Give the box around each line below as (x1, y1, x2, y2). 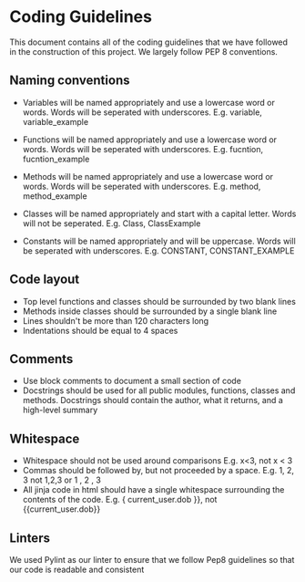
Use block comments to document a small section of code (22, 376, 241, 387)
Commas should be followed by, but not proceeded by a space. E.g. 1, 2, (22, 465, 294, 476)
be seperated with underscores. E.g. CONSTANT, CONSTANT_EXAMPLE (22, 244, 295, 256)
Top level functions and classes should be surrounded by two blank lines (22, 296, 296, 307)
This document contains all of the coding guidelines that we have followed (9, 36, 289, 47)
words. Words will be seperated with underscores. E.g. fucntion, (22, 143, 264, 154)
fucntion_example (22, 153, 90, 164)
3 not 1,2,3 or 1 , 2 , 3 (22, 474, 102, 485)
